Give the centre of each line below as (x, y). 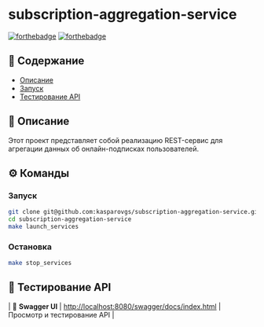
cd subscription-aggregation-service (70, 219)
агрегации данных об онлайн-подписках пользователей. (104, 149)
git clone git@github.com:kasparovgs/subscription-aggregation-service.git (135, 212)
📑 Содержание (46, 61)
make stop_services (40, 263)
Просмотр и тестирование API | (61, 314)
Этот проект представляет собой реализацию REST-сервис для (115, 140)
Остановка (30, 247)
